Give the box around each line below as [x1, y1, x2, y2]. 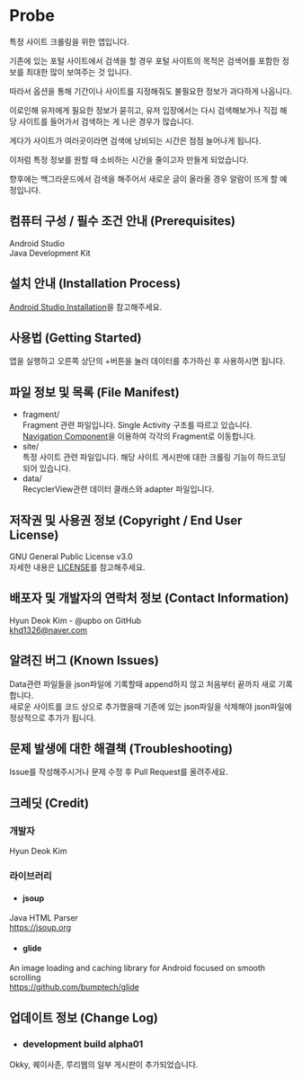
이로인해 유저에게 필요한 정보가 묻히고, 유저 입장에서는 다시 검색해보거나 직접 [9, 104, 279, 115]
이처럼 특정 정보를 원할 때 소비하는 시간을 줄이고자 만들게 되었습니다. [9, 154, 249, 165]
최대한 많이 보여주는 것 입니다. [25, 67, 132, 77]
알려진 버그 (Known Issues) [9, 653, 159, 668]
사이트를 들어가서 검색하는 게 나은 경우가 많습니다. [18, 116, 194, 127]
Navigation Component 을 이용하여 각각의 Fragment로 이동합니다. [22, 431, 256, 441]
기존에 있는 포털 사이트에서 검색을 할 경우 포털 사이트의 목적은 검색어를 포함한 [9, 55, 280, 66]
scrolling [9, 972, 41, 983]
